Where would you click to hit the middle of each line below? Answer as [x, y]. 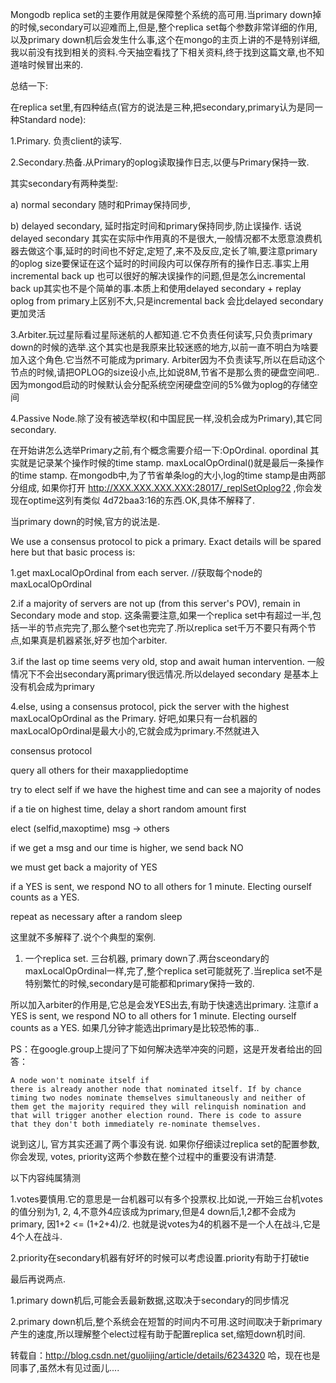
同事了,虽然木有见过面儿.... [65, 1367]
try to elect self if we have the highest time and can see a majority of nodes [166, 789]
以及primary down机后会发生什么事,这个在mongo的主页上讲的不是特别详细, [165, 39]
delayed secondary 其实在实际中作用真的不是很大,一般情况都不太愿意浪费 [162, 238]
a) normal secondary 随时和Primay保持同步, [101, 204]
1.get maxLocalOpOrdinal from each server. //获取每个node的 [136, 572]
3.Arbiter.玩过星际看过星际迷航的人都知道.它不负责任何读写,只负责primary [161, 334]
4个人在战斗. [36, 1236]
